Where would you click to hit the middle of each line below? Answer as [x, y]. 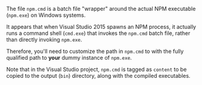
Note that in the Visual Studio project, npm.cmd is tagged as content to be [96, 69]
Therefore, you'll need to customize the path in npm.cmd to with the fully [95, 51]
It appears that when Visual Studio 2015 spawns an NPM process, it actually [101, 27]
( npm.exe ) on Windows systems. [46, 15]
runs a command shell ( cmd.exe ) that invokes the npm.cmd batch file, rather [98, 33]
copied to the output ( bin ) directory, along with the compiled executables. [99, 76]
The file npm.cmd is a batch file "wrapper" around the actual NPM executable [101, 9]
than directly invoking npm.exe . [44, 39]
